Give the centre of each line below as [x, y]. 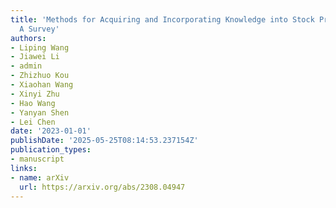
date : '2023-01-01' [51, 131]
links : [24, 168]
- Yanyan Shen [40, 112]
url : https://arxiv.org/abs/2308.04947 [102, 187]
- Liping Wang [40, 47]
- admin [26, 66]
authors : [28, 38]
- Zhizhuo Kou [40, 76]
